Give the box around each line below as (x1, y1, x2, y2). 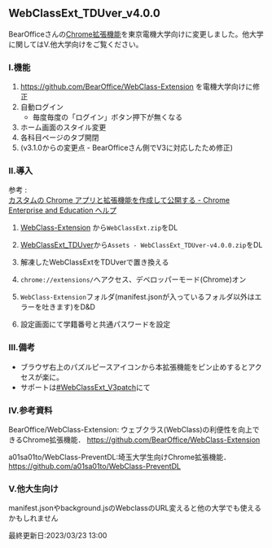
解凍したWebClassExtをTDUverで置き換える (20, 257, 169, 267)
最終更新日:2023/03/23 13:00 (8, 531, 107, 541)
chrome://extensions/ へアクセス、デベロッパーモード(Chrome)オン (20, 274, 247, 284)
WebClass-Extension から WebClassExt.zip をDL (20, 223, 178, 233)
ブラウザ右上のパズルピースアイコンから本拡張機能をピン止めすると (20, 362, 248, 371)
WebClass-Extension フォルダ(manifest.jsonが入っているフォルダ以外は (20, 292, 255, 302)
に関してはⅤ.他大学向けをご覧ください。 (8, 39, 143, 49)
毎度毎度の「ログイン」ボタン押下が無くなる (32, 112, 183, 122)
